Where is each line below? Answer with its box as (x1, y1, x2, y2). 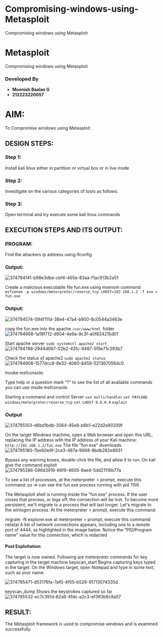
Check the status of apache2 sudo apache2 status (5, 355, 106, 361)
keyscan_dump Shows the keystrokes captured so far (5, 589, 113, 594)
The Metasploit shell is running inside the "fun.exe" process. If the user (5, 491, 147, 497)
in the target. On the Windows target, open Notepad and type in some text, (5, 565, 155, 571)
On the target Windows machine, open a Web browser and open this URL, (5, 432, 153, 438)
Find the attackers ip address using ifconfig (5, 252, 92, 258)
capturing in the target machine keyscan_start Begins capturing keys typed (5, 559, 156, 565)
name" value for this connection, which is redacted (5, 532, 107, 538)
